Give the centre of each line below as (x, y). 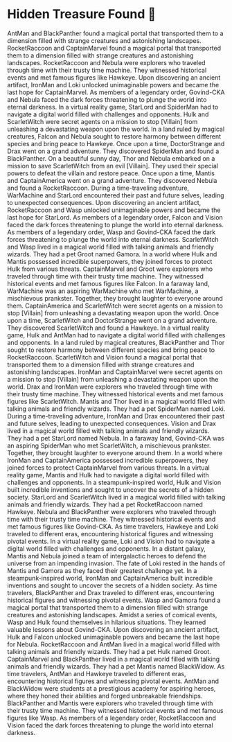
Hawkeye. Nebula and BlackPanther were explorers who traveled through (112, 511)
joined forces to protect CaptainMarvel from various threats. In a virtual (108, 468)
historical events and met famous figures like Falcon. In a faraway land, (108, 283)
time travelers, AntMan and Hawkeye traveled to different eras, (97, 673)
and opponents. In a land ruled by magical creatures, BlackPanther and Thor (116, 342)
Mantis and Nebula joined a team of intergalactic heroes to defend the (107, 556)
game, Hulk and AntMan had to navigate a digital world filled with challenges (116, 335)
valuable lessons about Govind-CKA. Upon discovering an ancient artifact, (113, 629)
